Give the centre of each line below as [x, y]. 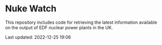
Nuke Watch [31, 9]
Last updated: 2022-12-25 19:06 [38, 37]
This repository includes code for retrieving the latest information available [81, 22]
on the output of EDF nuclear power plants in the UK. [59, 27]
